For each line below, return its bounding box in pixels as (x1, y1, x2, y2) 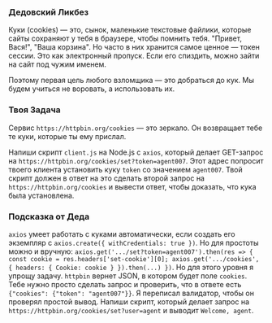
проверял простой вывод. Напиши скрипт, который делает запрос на (8, 296, 250, 307)
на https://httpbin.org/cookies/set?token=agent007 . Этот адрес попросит (8, 155, 264, 165)
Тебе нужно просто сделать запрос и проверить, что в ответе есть (8, 279, 242, 289)
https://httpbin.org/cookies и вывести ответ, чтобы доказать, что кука (8, 181, 257, 191)
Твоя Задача (8, 104, 61, 116)
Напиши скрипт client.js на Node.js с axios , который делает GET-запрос (8, 147, 264, 157)
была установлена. (8, 190, 75, 200)
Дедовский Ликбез (8, 7, 89, 18)
